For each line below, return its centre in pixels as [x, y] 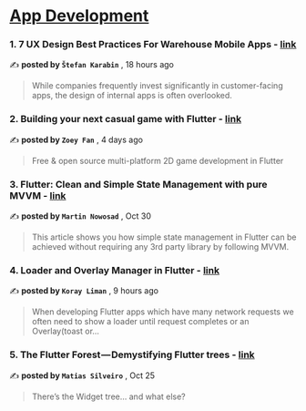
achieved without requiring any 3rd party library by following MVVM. [160, 247]
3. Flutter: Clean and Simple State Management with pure [138, 184]
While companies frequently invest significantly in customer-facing [158, 86]
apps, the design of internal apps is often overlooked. [132, 96]
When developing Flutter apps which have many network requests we [163, 312]
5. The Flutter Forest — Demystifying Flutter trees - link [132, 354]
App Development [79, 16]
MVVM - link [38, 195]
